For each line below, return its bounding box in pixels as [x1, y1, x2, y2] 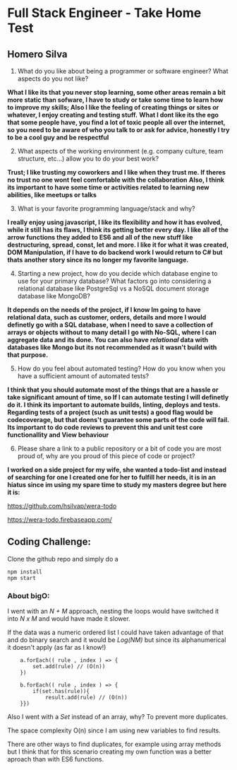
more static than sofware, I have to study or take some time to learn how [7, 95, 224, 104]
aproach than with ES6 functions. [7, 755, 104, 764]
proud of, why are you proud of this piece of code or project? [17, 452, 195, 460]
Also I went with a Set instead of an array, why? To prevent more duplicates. [7, 713, 228, 721]
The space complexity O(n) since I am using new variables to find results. [7, 726, 221, 735]
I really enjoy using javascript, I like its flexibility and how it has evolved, [7, 218, 222, 226]
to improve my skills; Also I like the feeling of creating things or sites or [7, 103, 219, 111]
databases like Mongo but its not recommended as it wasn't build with [7, 343, 217, 351]
